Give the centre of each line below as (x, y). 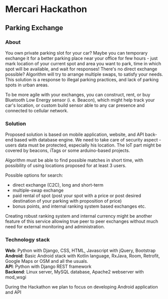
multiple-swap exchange (38, 190)
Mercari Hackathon (46, 9)
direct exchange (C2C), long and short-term (58, 185)
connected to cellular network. (37, 110)
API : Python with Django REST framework (48, 266)
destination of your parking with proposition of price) (67, 201)
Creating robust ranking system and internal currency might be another (79, 216)
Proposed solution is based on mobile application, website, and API (75, 134)
